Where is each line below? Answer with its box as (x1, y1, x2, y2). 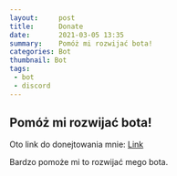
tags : (9, 65, 30, 74)
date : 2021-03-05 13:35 (9, 30, 125, 39)
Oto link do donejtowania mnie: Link (9, 139, 144, 150)
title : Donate (9, 22, 84, 31)
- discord (13, 81, 51, 90)
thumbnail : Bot (9, 56, 68, 65)
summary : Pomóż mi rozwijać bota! (9, 38, 153, 48)
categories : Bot (9, 47, 71, 57)
